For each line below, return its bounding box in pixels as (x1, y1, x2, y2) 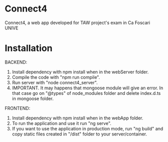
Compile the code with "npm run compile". (12, 74, 100, 80)
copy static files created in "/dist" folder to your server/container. (12, 131, 147, 137)
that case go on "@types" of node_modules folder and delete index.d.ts (12, 90, 161, 96)
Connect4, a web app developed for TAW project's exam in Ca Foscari (5, 20, 150, 26)
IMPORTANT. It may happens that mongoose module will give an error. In (12, 85, 163, 91)
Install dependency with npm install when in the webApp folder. (12, 115, 144, 121)
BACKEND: (5, 59, 28, 65)
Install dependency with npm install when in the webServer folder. (12, 69, 149, 75)
